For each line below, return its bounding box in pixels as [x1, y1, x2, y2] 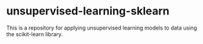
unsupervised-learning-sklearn [6, 4, 170, 18]
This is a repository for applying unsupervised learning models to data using [6, 24, 198, 31]
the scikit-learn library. [6, 30, 63, 37]
